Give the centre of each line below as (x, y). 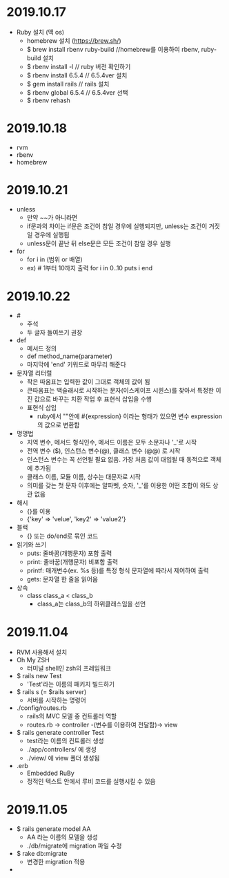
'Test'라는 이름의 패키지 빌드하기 (71, 684)
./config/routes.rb (41, 708)
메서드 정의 (41, 348)
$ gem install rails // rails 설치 (68, 84)
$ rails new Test (39, 675)
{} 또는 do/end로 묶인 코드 (62, 536)
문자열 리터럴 (34, 373)
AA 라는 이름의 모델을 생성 (62, 837)
